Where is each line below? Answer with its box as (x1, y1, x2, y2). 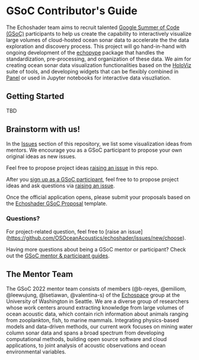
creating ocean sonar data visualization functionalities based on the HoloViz (6, 61, 191, 69)
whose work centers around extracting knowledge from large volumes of (6, 304, 184, 311)
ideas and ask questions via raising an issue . (6, 182, 115, 189)
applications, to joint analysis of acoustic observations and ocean (6, 342, 166, 349)
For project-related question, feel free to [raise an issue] (6, 228, 143, 235)
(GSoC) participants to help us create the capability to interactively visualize (6, 30, 192, 37)
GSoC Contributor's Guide (6, 4, 138, 18)
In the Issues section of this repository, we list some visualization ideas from (6, 140, 192, 147)
